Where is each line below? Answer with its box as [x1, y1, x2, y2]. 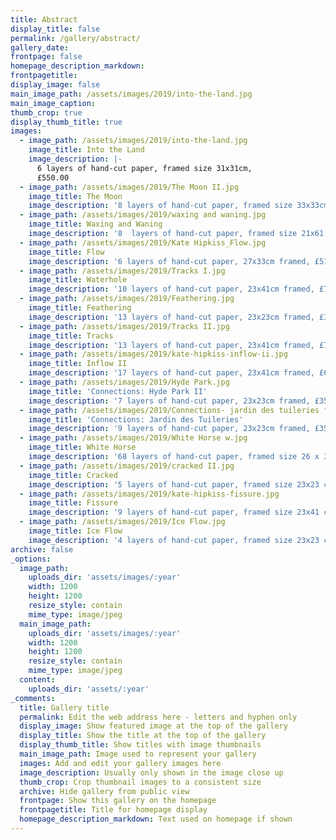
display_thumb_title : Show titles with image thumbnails [19, 740, 262, 750]
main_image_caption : [10, 98, 97, 108]
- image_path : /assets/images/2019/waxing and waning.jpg [19, 210, 267, 220]
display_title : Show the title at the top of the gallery [19, 731, 267, 741]
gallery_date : [10, 42, 70, 53]
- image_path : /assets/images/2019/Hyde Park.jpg [19, 377, 230, 387]
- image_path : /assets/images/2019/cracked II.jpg [19, 461, 235, 471]
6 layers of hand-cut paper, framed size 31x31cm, [36, 163, 253, 173]
